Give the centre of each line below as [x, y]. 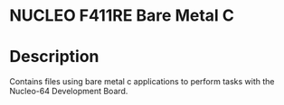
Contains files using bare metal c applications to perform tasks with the [142, 82]
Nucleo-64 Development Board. [69, 92]
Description [54, 57]
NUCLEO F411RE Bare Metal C [122, 16]
